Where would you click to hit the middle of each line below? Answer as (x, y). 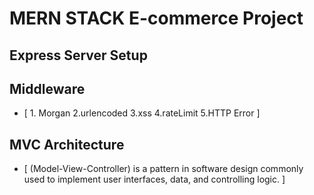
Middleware (47, 88)
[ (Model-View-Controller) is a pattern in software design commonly (163, 169)
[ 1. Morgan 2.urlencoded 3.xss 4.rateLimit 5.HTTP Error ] (142, 113)
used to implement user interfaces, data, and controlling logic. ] (154, 179)
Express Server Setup (78, 55)
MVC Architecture (67, 144)
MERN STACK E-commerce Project (156, 18)
